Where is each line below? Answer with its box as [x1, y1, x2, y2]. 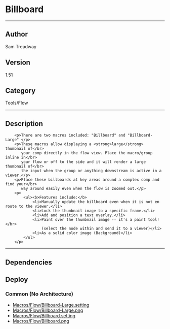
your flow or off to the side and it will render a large [21, 159, 146, 164]
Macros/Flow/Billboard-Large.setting [12, 302, 90, 308]
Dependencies [5, 258, 52, 267]
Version [5, 58, 30, 67]
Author [5, 30, 28, 39]
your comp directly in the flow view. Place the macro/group [21, 151, 153, 156]
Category [5, 86, 36, 95]
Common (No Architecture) [5, 290, 73, 298]
